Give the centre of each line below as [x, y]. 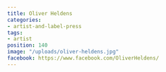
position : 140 [28, 45]
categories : [24, 20]
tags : [15, 33]
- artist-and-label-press [44, 26]
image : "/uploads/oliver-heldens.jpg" [63, 52]
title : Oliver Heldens [40, 13]
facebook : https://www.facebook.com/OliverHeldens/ [83, 58]
